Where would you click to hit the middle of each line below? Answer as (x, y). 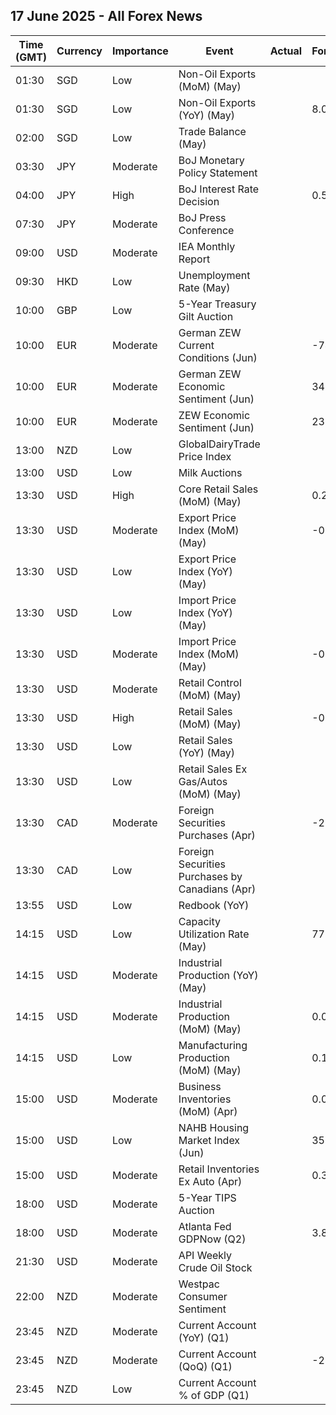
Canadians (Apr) (217, 889)
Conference (206, 230)
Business (200, 1086)
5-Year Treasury (217, 304)
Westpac (199, 1284)
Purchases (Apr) (217, 835)
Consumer (203, 1296)
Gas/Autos (203, 781)
